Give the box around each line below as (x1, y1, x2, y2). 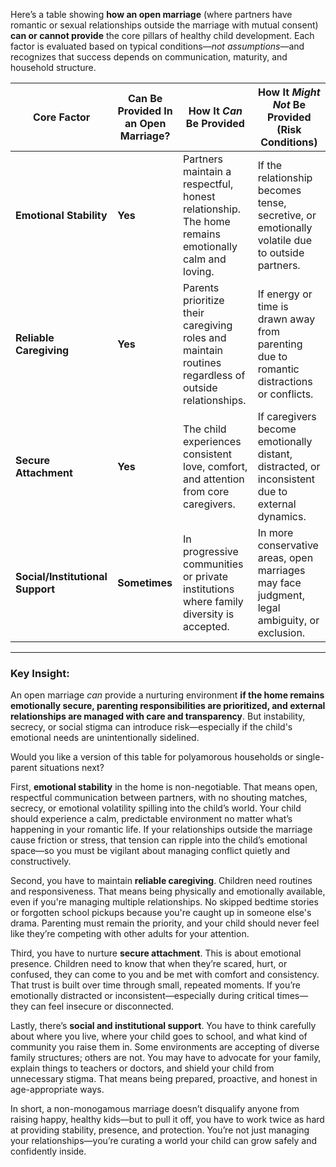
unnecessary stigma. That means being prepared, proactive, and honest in (10, 1073, 318, 1085)
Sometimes (117, 576, 173, 589)
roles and (183, 331, 227, 344)
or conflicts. (257, 387, 314, 401)
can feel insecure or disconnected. (30, 1000, 175, 1013)
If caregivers (257, 410, 317, 423)
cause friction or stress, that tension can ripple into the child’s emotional (10, 834, 308, 846)
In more (257, 526, 294, 539)
